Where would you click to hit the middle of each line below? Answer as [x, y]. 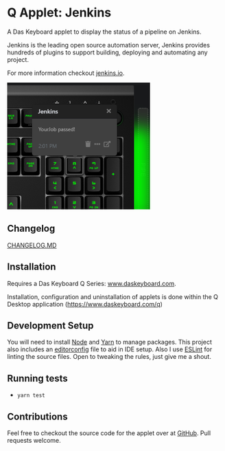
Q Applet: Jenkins [59, 13]
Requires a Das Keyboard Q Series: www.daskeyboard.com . [92, 283]
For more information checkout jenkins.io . [66, 73]
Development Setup [50, 326]
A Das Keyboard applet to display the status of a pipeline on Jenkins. [104, 32]
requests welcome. [34, 440]
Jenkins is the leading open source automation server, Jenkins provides [109, 45]
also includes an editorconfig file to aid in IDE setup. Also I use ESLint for [110, 349]
